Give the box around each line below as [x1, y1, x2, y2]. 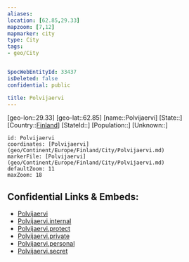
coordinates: [7, 141, 46, 148]
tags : [7, 43, 23, 50]
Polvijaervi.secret [17, 247, 68, 256]
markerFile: [7, 153, 42, 161]
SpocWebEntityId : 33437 [7, 68, 77, 75]
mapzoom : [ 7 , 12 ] [7, 23, 55, 30]
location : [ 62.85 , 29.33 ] [7, 17, 80, 24]
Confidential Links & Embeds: [7, 191, 139, 203]
